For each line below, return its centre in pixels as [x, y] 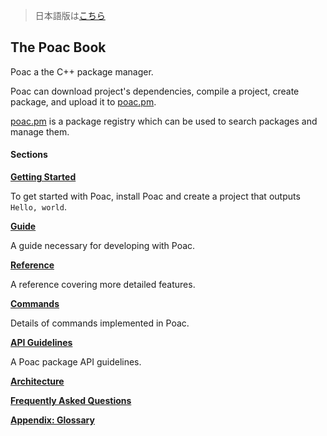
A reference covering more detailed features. [103, 285]
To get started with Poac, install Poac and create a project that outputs [155, 196]
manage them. [40, 131]
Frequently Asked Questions [71, 401]
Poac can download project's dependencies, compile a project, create [155, 91]
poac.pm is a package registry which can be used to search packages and [164, 121]
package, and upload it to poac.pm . [83, 101]
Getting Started [43, 177]
